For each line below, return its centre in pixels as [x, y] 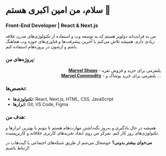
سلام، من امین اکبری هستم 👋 [58, 10]
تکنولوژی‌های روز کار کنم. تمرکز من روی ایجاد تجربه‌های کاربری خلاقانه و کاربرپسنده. [83, 133]
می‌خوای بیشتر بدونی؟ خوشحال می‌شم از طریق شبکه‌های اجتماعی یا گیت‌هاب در [79, 143]
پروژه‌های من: [20, 60]
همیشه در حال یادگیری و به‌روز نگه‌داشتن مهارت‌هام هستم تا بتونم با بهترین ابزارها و [81, 128]
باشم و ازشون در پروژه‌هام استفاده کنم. [42, 47]
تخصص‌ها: [16, 88]
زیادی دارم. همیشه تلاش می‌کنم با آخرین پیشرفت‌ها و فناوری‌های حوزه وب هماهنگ [80, 41]
